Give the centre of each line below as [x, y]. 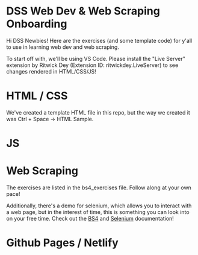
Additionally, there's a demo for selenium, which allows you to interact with [99, 206]
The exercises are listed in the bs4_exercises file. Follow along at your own [99, 187]
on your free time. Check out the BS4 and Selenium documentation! [90, 219]
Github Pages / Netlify [62, 243]
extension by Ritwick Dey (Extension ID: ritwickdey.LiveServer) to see [92, 65]
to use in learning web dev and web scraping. [63, 47]
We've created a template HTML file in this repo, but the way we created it [98, 112]
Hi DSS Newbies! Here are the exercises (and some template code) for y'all [99, 40]
